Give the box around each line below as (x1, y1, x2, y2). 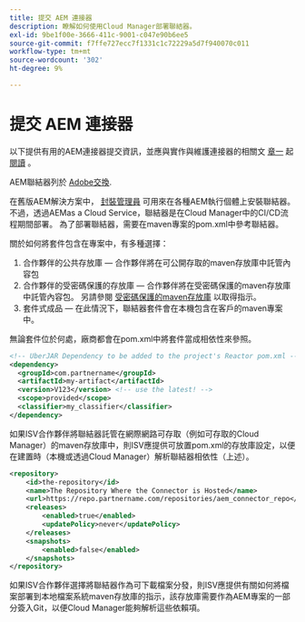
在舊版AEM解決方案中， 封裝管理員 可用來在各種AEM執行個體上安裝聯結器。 (9, 196, 296, 206)
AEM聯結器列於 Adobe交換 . (9, 176, 113, 187)
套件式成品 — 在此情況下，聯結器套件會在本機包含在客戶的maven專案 (22, 302, 283, 314)
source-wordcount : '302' (9, 55, 103, 65)
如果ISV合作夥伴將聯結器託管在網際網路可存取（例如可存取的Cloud (9, 428, 260, 439)
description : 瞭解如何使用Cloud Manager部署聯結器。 (9, 22, 197, 31)
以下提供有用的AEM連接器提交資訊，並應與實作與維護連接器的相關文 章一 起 (9, 145, 294, 156)
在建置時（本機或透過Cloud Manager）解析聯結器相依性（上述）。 (9, 451, 254, 462)
